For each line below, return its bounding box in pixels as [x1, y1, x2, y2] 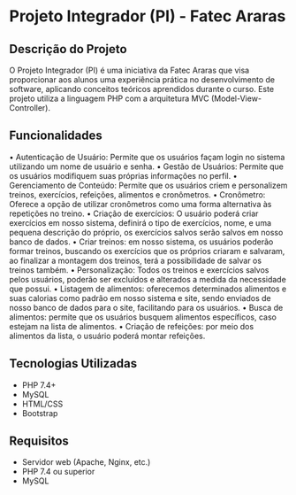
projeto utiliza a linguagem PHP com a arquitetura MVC [9, 93, 209, 104]
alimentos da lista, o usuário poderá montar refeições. [9, 330, 206, 341]
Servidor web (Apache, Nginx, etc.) [21, 457, 151, 468]
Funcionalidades [9, 128, 103, 143]
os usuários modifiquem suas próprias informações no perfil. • [9, 170, 238, 181]
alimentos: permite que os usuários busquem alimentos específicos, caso [9, 312, 277, 322]
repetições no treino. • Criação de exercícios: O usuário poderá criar [9, 208, 259, 219]
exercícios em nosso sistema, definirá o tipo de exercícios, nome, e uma [9, 217, 272, 228]
